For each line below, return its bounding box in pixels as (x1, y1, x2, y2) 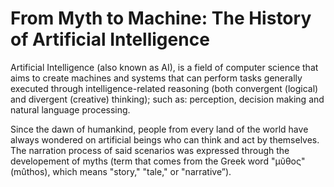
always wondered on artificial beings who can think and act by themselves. (10, 133, 320, 146)
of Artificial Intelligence (10, 28, 210, 51)
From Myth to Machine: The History (10, 7, 312, 30)
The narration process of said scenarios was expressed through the (10, 144, 290, 156)
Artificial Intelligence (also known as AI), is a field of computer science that (10, 61, 319, 73)
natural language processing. (10, 103, 131, 116)
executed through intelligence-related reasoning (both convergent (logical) (10, 82, 319, 94)
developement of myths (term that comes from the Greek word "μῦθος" (10, 155, 306, 167)
